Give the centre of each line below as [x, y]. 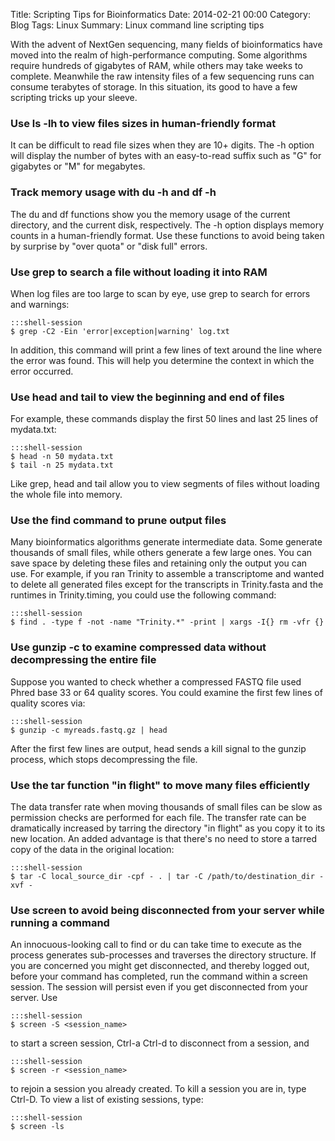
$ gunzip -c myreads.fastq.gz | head [89, 730]
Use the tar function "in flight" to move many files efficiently [160, 785]
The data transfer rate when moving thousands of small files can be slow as [166, 807]
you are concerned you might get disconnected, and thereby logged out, [160, 966]
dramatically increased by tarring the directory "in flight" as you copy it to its [168, 828]
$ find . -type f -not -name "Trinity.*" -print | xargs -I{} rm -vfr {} [167, 622]
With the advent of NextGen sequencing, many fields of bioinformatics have [166, 44]
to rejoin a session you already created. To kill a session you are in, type [158, 1089]
